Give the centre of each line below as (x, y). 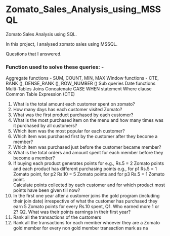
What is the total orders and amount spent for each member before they (88, 153)
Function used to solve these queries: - (55, 67)
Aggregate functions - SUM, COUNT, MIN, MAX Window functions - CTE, (82, 78)
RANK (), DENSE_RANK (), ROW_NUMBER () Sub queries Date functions (81, 83)
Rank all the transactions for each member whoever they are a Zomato (87, 223)
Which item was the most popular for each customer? (69, 131)
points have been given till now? (47, 190)
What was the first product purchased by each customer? (73, 115)
